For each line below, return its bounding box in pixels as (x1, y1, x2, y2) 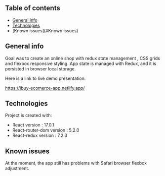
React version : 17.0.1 (12, 122, 54, 128)
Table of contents (5, 4, 60, 12)
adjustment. (5, 166, 30, 172)
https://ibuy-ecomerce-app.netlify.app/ (5, 85, 85, 91)
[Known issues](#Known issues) (12, 27, 79, 34)
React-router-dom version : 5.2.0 (12, 127, 80, 133)
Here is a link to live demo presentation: (5, 75, 86, 81)
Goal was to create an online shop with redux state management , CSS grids (5, 55, 161, 61)
